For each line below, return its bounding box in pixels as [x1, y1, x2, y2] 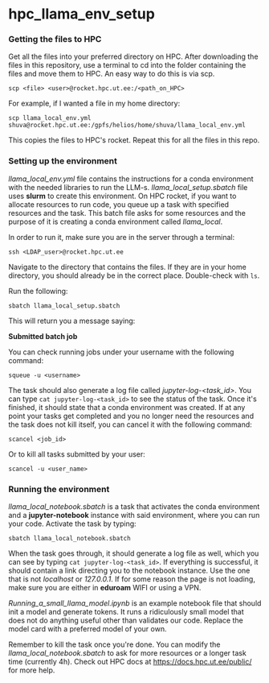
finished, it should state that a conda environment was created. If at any [8, 402, 246, 412]
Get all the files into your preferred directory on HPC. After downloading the [8, 52, 259, 61]
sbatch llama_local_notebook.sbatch [8, 535, 131, 543]
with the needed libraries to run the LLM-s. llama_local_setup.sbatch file [8, 182, 248, 192]
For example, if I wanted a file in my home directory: [8, 98, 181, 109]
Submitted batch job [8, 331, 78, 341]
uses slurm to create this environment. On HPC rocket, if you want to [8, 191, 237, 201]
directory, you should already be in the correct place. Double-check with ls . [8, 271, 260, 280]
